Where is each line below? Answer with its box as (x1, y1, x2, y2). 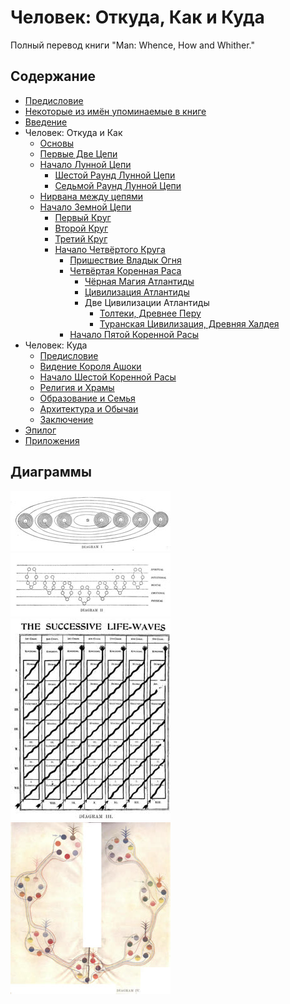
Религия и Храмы (39, 381, 115, 393)
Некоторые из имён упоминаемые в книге (24, 105, 207, 117)
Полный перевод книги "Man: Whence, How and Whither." (10, 39, 255, 51)
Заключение (39, 413, 94, 425)
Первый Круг (54, 211, 112, 223)
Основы (39, 137, 75, 149)
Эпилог (24, 424, 57, 436)
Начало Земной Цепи (39, 201, 132, 213)
